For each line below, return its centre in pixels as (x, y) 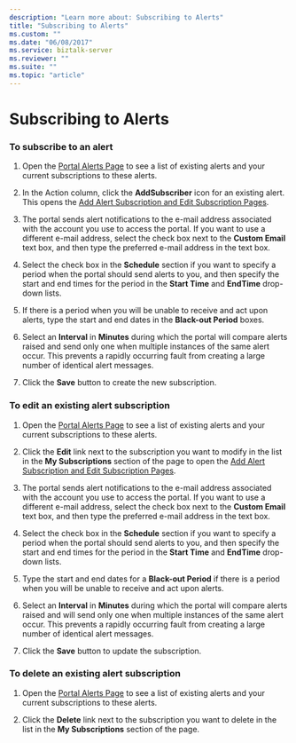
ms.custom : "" (35, 34)
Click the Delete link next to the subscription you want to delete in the (149, 719)
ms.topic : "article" (47, 75)
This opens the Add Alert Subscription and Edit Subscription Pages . (145, 202)
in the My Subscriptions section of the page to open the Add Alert (144, 461)
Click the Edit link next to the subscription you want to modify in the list (152, 451)
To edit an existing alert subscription (90, 406)
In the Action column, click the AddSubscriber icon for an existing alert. (153, 193)
